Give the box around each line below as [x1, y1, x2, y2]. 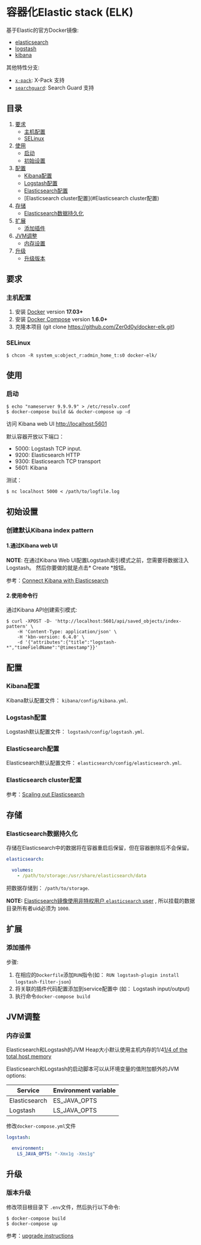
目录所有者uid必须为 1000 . [6, 905, 70, 912]
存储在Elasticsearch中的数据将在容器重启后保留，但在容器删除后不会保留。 [6, 844, 193, 852]
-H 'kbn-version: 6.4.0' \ [17, 634, 85, 641]
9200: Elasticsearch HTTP [14, 452, 80, 459]
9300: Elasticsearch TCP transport [14, 458, 101, 465]
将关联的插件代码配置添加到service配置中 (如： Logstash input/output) [14, 985, 190, 992]
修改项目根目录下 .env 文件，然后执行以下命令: [6, 1203, 120, 1211]
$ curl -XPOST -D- [6, 618, 52, 624]
